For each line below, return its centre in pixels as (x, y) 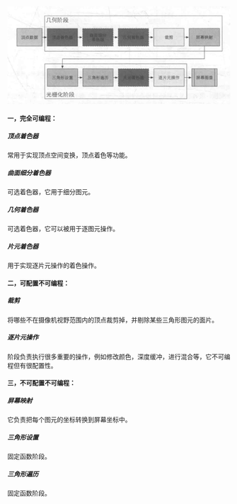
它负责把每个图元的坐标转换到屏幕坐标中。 (69, 420)
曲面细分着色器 (29, 172)
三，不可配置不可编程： (41, 383)
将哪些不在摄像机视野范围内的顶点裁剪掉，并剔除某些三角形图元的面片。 (112, 320)
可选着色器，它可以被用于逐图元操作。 (63, 229)
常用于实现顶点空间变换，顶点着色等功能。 (69, 155)
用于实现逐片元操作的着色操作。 (54, 266)
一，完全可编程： (32, 118)
